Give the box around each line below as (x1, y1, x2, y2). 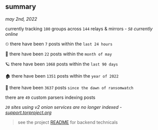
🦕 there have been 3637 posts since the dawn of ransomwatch (5, 84, 134, 91)
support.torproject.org (5, 109, 52, 115)
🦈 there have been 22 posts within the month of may (5, 51, 112, 57)
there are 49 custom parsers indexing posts (5, 94, 96, 100)
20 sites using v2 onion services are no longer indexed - (5, 104, 122, 110)
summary (5, 3, 36, 11)
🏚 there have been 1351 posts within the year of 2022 (5, 73, 119, 79)
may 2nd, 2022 (5, 16, 37, 22)
